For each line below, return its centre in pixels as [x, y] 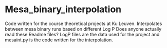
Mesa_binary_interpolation [63, 9]
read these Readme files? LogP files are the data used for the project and [82, 34]
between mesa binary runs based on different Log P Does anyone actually [83, 29]
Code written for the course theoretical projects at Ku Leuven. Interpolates [83, 23]
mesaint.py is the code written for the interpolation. [59, 40]
